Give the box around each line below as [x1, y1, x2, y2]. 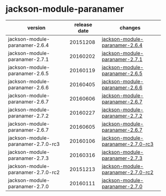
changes [119, 24, 141, 31]
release [74, 21, 93, 28]
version [27, 24, 46, 31]
